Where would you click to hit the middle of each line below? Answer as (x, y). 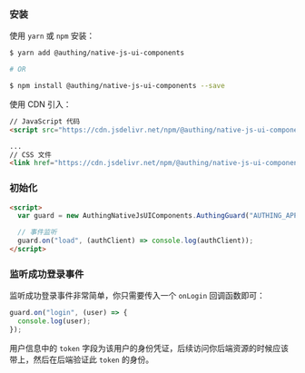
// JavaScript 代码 (45, 121)
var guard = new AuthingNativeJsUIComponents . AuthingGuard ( (133, 216)
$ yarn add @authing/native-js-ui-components (97, 53)
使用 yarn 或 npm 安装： (52, 36)
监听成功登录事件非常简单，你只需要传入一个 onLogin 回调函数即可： (137, 296)
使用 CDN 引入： (40, 104)
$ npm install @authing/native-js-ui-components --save (117, 86)
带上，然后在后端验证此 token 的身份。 (82, 359)
